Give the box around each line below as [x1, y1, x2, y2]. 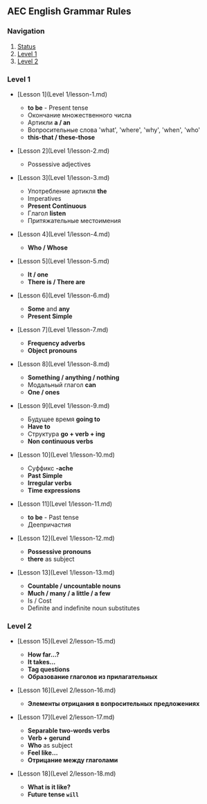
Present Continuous [27, 202, 87, 210]
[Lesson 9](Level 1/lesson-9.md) [17, 401, 110, 409]
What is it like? [27, 783, 71, 791]
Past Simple [27, 471, 63, 479]
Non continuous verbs [27, 437, 93, 445]
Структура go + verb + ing [27, 429, 105, 438]
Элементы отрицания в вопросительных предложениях [27, 700, 200, 708]
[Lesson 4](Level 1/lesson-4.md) [17, 229, 111, 238]
